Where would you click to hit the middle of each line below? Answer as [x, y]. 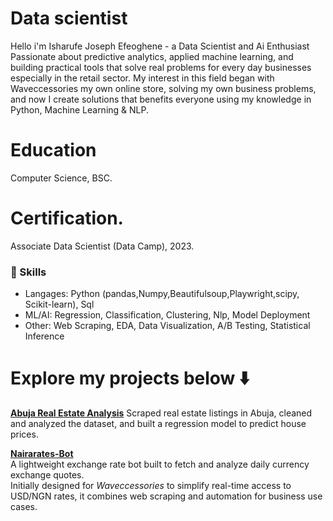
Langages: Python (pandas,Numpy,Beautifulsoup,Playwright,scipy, [162, 294]
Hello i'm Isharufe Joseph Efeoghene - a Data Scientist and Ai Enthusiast [160, 46]
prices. [24, 434]
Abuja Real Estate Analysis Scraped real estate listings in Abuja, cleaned [161, 413]
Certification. [67, 218]
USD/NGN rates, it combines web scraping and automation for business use [166, 496]
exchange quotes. [47, 475]
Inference [44, 336]
